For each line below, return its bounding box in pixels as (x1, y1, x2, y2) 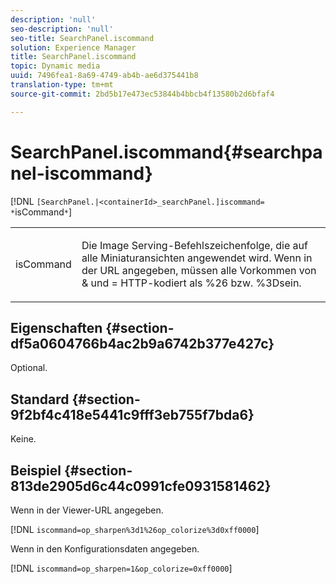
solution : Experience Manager (10, 42, 137, 53)
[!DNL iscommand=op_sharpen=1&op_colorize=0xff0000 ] (10, 562, 233, 574)
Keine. (10, 433, 37, 445)
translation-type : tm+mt (10, 80, 114, 90)
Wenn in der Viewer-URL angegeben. (10, 504, 164, 516)
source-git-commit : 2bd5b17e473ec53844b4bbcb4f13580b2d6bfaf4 (10, 89, 275, 99)
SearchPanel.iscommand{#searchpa (10, 141, 323, 163)
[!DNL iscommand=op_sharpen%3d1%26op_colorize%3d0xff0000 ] (10, 524, 260, 535)
